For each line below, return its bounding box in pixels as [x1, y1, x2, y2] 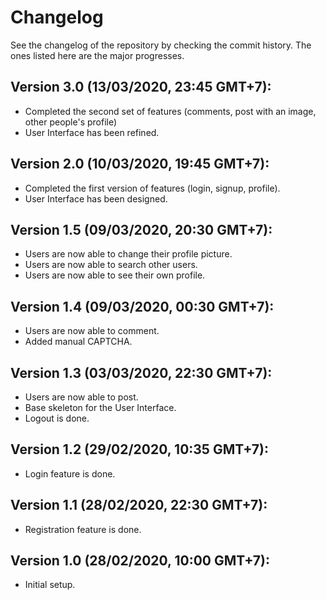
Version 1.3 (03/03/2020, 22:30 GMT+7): [10, 364, 273, 381]
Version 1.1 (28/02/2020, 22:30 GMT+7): [10, 497, 268, 514]
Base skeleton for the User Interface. [24, 402, 177, 413]
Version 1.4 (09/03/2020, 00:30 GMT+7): [10, 298, 275, 315]
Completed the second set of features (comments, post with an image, [24, 105, 317, 117]
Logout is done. [24, 412, 90, 424]
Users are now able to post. [24, 391, 139, 403]
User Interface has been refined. [24, 126, 160, 138]
